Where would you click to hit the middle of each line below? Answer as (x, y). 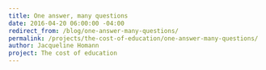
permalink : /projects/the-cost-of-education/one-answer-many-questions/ (133, 38)
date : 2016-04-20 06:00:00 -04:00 (67, 23)
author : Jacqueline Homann (54, 46)
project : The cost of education (63, 53)
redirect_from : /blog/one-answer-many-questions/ (94, 31)
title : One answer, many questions (68, 16)
